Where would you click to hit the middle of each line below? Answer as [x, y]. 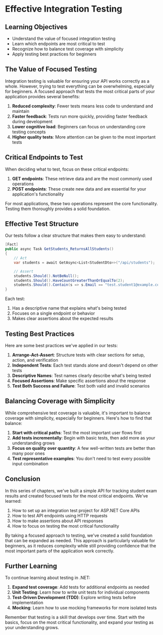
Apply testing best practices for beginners [54, 54]
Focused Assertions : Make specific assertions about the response [79, 381]
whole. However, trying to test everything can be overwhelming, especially [80, 86]
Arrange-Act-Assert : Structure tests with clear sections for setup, [78, 355]
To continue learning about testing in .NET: [48, 578]
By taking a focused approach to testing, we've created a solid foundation [79, 535]
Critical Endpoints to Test [44, 157]
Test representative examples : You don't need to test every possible [81, 459]
